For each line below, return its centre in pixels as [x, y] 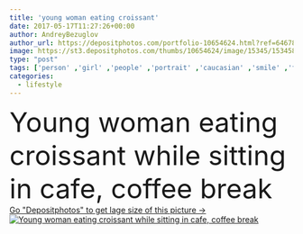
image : [22, 51]
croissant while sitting [148, 155]
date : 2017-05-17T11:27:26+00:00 [72, 26]
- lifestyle [40, 85]
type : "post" [34, 59]
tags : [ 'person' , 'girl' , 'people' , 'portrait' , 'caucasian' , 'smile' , [149, 68]
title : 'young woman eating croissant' [84, 18]
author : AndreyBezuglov [54, 34]
